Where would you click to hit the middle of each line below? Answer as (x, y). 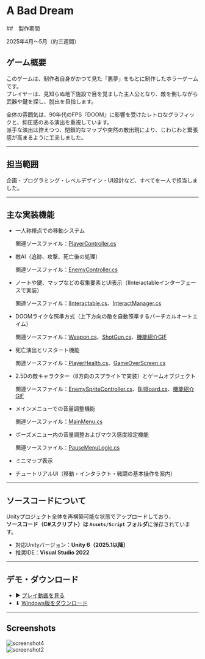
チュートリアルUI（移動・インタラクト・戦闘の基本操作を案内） (95, 474)
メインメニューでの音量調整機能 (55, 409)
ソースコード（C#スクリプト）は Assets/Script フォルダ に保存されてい (96, 524)
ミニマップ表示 (34, 461)
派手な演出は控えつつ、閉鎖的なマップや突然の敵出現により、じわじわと (97, 130)
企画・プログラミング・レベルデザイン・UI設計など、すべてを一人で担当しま (102, 180)
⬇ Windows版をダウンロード (51, 603)
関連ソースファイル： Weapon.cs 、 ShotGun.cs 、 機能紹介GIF (91, 337)
